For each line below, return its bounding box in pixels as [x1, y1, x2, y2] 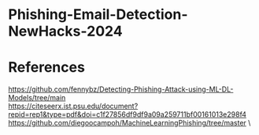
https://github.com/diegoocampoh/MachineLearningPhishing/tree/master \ [8, 118, 251, 128]
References [8, 58, 85, 77]
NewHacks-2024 [8, 22, 124, 40]
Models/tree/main [8, 93, 66, 103]
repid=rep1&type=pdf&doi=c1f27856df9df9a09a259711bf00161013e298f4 [8, 110, 246, 119]
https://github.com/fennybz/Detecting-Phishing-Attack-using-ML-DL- [8, 84, 234, 94]
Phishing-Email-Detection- [8, 6, 188, 24]
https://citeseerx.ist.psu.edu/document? [8, 101, 139, 111]
